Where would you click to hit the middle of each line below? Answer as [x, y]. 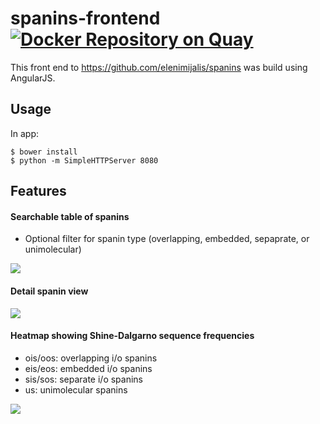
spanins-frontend [85, 18]
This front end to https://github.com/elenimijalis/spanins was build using [159, 67]
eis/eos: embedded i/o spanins [88, 368]
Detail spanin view [49, 291]
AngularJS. [33, 78]
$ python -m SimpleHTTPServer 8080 [84, 160]
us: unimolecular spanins [76, 389]
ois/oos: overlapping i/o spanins [91, 358]
